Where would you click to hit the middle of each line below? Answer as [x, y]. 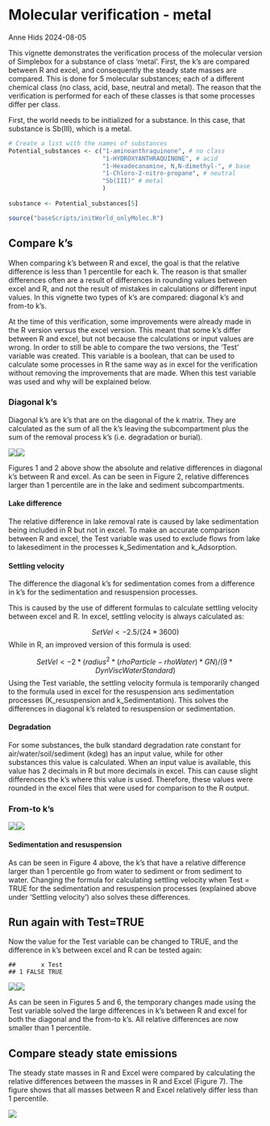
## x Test [35, 965]
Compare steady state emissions [93, 1053]
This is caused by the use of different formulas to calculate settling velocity [133, 608]
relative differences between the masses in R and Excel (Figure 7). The [126, 1082]
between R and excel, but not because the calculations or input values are [131, 338]
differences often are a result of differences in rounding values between [128, 279]
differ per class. [34, 104]
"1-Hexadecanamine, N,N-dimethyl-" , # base [176, 166]
